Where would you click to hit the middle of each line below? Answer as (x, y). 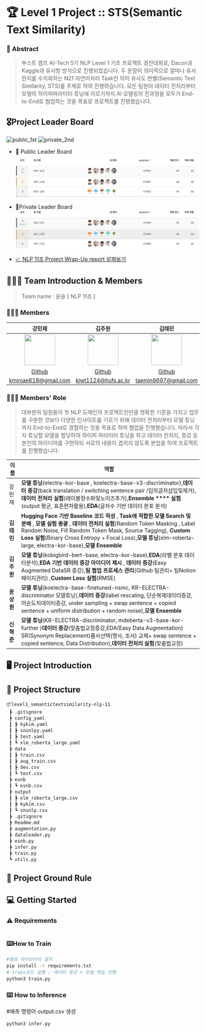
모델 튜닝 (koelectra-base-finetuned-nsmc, (76, 588)
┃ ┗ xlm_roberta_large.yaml (45, 743)
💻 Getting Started (41, 900)
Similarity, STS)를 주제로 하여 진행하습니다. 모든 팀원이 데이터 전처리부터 (109, 86)
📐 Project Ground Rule (49, 879)
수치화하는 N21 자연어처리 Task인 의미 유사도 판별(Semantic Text (116, 79)
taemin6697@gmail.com (166, 380)
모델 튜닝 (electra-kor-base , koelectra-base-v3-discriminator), (102, 483)
